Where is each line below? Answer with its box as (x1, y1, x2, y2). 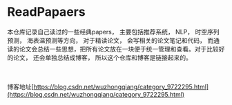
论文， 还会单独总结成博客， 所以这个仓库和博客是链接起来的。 (12, 53, 192, 62)
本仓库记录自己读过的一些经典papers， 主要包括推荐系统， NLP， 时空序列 (7, 27, 220, 36)
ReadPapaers (7, 4, 86, 20)
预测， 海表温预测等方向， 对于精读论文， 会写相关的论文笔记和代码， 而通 (7, 36, 220, 45)
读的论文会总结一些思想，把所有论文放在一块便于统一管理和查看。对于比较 (7, 45, 219, 53)
